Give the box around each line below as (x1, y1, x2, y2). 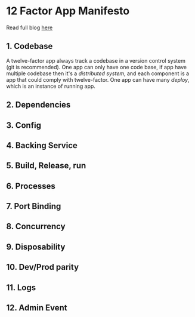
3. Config (6, 120, 42, 130)
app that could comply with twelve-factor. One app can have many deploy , (6, 76, 190, 83)
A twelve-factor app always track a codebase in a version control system (6, 57, 186, 64)
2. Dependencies (6, 100, 71, 110)
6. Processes (6, 181, 55, 191)
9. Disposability (6, 242, 66, 252)
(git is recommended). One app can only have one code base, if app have (6, 63, 187, 70)
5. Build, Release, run (6, 161, 86, 171)
